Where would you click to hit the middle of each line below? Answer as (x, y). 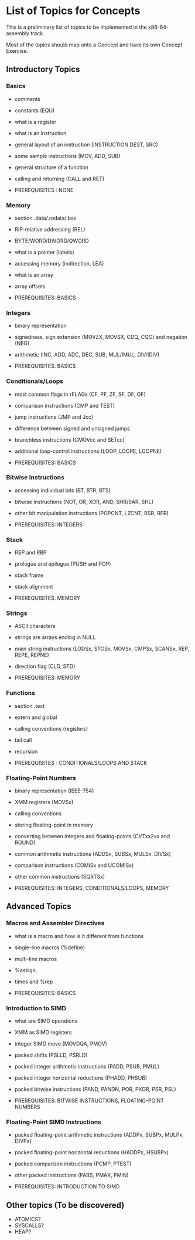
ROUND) (25, 842)
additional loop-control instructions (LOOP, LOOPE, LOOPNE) (88, 451)
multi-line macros (36, 959)
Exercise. (17, 51)
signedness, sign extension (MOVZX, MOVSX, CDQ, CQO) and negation (101, 337)
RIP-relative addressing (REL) (50, 229)
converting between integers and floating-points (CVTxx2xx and (92, 836)
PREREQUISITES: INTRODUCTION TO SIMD (67, 1187)
